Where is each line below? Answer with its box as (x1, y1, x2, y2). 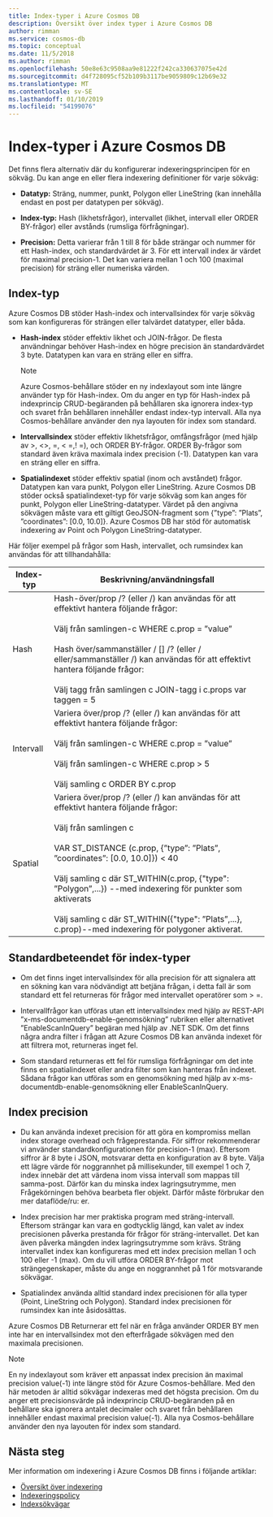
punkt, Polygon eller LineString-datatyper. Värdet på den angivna (19, 499, 238, 508)
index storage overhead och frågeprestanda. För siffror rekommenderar (19, 1135, 261, 1145)
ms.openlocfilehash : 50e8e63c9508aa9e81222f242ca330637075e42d (8, 65, 227, 73)
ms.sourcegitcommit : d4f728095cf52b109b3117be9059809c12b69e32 (8, 72, 227, 80)
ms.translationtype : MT (8, 80, 89, 88)
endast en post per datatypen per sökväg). (19, 197, 164, 207)
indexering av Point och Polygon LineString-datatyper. (19, 525, 202, 534)
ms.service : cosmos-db (8, 34, 85, 43)
